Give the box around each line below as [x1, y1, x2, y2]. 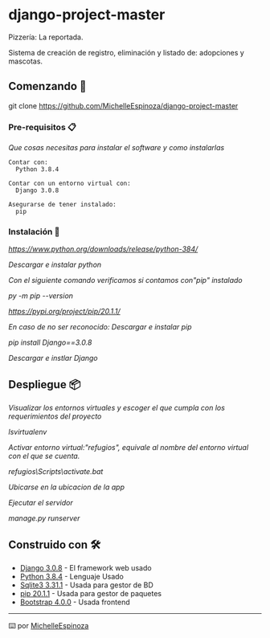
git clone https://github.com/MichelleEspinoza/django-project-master [8, 100, 239, 110]
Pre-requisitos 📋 [8, 121, 76, 133]
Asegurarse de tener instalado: [8, 201, 117, 209]
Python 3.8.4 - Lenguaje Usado [19, 571, 125, 581]
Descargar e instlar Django [8, 354, 98, 363]
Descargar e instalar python [8, 260, 102, 270]
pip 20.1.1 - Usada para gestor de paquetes [19, 588, 162, 598]
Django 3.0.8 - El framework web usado [19, 562, 152, 572]
